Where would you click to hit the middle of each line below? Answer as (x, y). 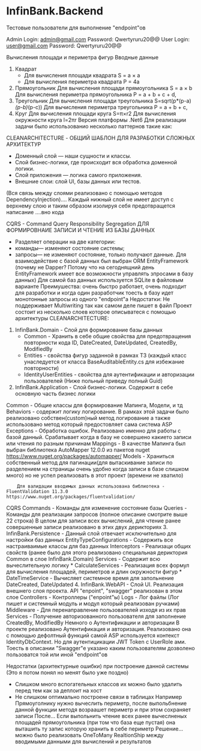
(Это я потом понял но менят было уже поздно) (67, 672)
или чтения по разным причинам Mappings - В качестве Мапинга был (96, 443)
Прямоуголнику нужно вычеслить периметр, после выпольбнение (101, 703)
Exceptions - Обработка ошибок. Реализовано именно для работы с (94, 431)
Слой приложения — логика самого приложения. (78, 175)
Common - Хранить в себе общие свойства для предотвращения (107, 336)
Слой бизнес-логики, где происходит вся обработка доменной (96, 162)
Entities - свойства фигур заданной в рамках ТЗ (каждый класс (105, 355)
